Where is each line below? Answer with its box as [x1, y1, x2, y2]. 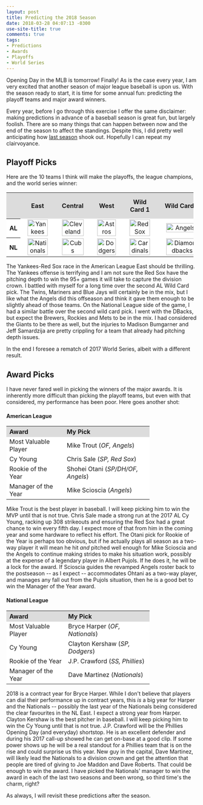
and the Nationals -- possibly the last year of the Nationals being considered [6, 702, 198, 710]
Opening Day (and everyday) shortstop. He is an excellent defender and [6, 729, 186, 736]
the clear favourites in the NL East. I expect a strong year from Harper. [6, 709, 182, 716]
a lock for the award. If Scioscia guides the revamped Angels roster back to [6, 564, 195, 571]
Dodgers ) [68, 647, 96, 655]
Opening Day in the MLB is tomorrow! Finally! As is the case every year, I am [6, 76, 197, 84]
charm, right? [6, 780, 40, 787]
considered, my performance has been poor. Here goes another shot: [6, 399, 180, 406]
